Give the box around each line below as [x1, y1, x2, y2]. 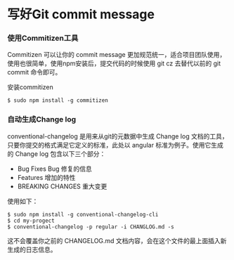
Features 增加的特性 [17, 173, 76, 181]
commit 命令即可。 [7, 68, 62, 77]
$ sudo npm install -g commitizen [7, 97, 109, 104]
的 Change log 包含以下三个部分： [7, 149, 106, 158]
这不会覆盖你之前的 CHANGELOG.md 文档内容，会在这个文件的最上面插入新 [7, 236, 227, 245]
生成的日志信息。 [7, 245, 57, 254]
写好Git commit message [7, 6, 155, 22]
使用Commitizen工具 [7, 33, 79, 43]
